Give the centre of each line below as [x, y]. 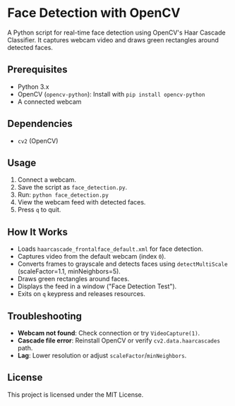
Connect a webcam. [47, 180]
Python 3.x [33, 87]
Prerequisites [37, 69]
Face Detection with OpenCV [94, 13]
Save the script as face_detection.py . [72, 187]
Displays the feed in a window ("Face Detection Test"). [97, 286]
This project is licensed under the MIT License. [76, 394]
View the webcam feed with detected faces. [82, 202]
